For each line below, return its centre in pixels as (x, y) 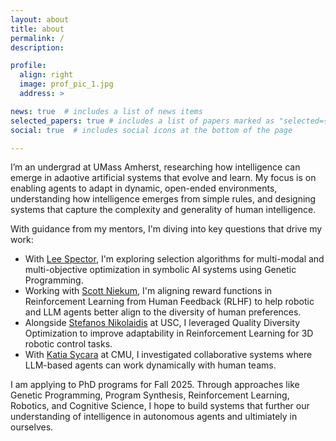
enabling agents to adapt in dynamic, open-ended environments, (144, 188)
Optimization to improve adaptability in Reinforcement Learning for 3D (169, 333)
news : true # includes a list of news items (106, 111)
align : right (46, 75)
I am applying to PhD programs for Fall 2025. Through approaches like (155, 385)
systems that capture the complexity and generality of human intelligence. (163, 210)
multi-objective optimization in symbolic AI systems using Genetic (160, 270)
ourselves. (32, 427)
